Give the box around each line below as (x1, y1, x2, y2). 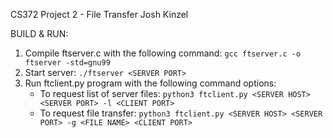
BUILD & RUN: (10, 28, 69, 39)
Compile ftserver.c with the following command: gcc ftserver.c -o (24, 47, 302, 59)
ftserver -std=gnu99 (24, 58, 111, 68)
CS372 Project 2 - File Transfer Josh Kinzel (10, 9, 189, 20)
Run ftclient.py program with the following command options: (24, 77, 277, 89)
